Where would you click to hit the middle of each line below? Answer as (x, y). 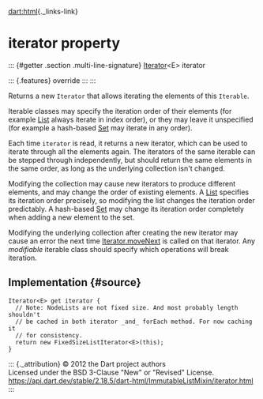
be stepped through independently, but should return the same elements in (130, 160)
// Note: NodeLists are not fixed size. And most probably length (127, 307)
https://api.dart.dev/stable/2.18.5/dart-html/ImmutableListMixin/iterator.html (131, 380)
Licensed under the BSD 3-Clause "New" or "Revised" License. (111, 372)
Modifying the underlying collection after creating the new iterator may (123, 232)
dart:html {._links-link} (43, 11)
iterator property (64, 43)
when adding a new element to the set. (71, 217)
